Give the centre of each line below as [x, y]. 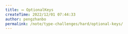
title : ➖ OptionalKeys [30, 10]
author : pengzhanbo [26, 19]
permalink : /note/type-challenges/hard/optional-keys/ [64, 24]
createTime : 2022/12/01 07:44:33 [40, 14]
